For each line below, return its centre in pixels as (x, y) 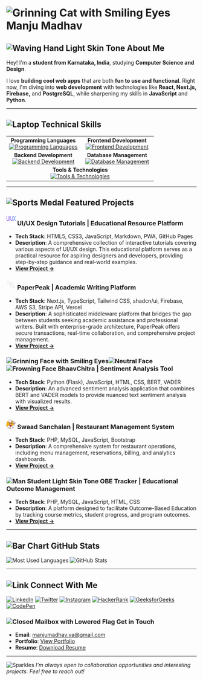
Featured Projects (100, 202)
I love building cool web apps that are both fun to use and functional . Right (101, 81)
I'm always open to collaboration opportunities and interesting (113, 665)
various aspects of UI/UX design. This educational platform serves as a (103, 249)
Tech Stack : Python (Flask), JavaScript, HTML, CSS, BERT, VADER (98, 382)
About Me (146, 48)
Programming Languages (43, 140)
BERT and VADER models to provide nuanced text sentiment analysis (101, 395)
